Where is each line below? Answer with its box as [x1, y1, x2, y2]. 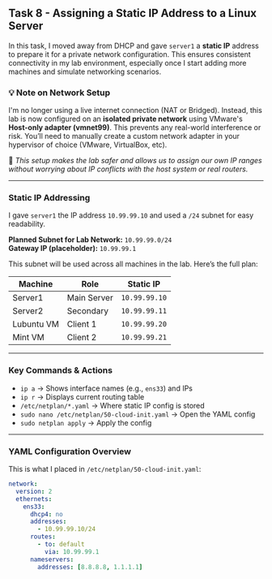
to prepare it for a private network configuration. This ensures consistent [8, 49, 251, 59]
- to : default [37, 540, 85, 548]
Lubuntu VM [12, 318, 59, 330]
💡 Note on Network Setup [8, 87, 111, 98]
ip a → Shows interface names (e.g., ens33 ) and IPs [19, 383, 193, 393]
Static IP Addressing [8, 192, 91, 204]
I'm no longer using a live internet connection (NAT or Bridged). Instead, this [8, 106, 263, 115]
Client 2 [66, 332, 97, 344]
